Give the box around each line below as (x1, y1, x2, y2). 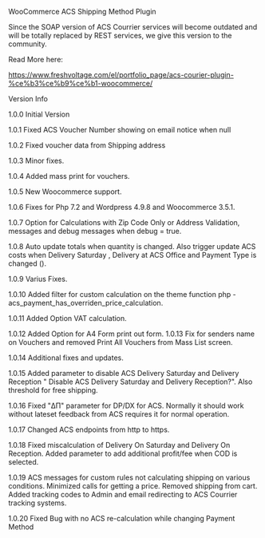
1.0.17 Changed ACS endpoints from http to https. (8, 425, 170, 434)
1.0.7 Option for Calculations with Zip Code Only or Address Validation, (8, 218, 240, 227)
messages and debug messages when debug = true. (8, 227, 182, 235)
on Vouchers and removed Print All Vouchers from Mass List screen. (8, 338, 233, 346)
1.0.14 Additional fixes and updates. (8, 353, 124, 362)
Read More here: (8, 55, 64, 64)
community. (8, 39, 47, 49)
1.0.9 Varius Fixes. (8, 275, 68, 283)
